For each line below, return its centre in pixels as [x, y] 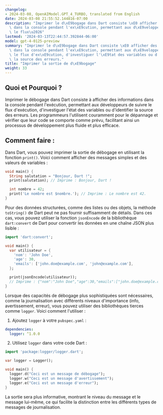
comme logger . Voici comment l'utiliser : [45, 311]
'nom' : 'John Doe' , [33, 255]
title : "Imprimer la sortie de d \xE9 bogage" [51, 64]
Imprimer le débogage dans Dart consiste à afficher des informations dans [79, 100]
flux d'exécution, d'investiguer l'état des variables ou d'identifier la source [79, 110]
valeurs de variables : [26, 163]
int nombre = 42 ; [27, 189]
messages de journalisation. [33, 407]
